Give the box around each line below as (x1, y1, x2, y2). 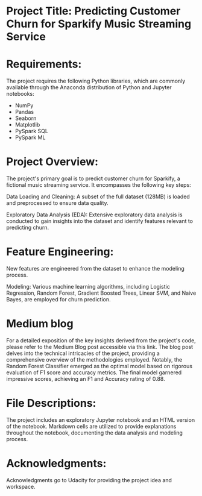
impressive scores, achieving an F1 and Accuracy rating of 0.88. (6, 375, 165, 382)
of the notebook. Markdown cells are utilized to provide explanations (6, 422, 177, 430)
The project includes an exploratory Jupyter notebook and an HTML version (6, 416, 195, 423)
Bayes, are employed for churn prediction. (6, 296, 111, 303)
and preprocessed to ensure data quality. (6, 199, 109, 207)
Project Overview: (6, 155, 98, 169)
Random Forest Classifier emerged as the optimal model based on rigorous (6, 362, 193, 369)
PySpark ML (14, 134, 46, 141)
